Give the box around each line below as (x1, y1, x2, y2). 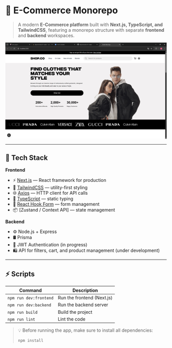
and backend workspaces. (17, 32, 75, 38)
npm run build (7, 310, 38, 315)
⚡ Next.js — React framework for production (12, 177, 106, 183)
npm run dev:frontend (7, 296, 54, 301)
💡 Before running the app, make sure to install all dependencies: (17, 327, 154, 334)
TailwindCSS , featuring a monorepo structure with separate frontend (17, 27, 165, 33)
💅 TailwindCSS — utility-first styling (12, 184, 88, 191)
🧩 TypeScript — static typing (12, 196, 73, 202)
